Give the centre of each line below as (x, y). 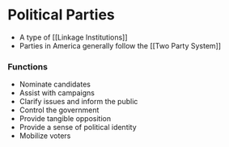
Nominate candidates (55, 84)
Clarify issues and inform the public (78, 102)
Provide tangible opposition (65, 119)
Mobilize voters (45, 136)
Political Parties (61, 15)
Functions (28, 66)
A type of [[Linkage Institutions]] (73, 37)
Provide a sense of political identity (78, 128)
